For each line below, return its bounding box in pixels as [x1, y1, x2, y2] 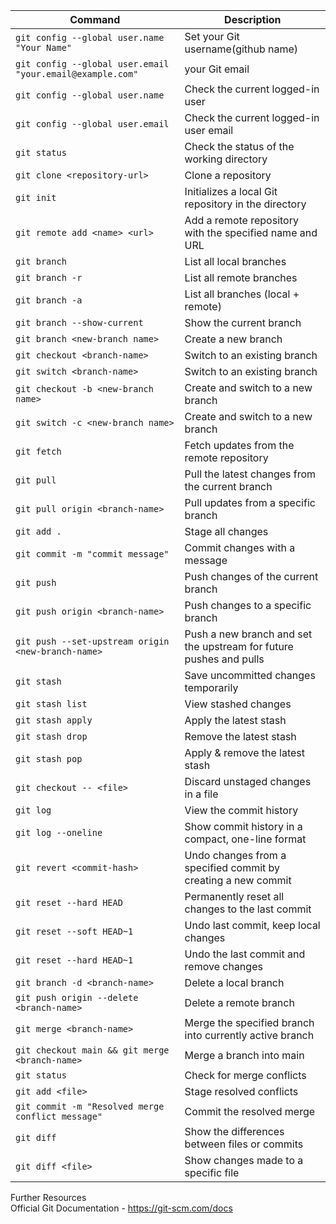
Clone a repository [184, 169, 272, 182]
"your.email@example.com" [15, 69, 139, 79]
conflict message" [15, 1111, 103, 1122]
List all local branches [184, 255, 287, 268]
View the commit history [184, 804, 299, 817]
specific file [184, 1166, 240, 1179]
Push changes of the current [184, 570, 319, 583]
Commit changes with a [184, 541, 296, 554]
